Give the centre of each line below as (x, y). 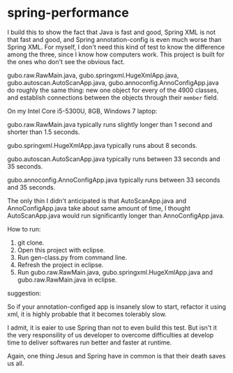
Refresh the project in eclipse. (60, 265)
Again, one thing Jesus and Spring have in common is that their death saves (116, 356)
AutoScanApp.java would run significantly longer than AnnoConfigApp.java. (116, 215)
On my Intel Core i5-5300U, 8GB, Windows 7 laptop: (82, 111)
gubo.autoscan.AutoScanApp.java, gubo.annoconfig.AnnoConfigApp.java (113, 82)
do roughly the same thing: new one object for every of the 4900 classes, (113, 90)
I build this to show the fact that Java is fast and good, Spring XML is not (112, 32)
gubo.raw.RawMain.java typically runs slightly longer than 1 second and (110, 124)
